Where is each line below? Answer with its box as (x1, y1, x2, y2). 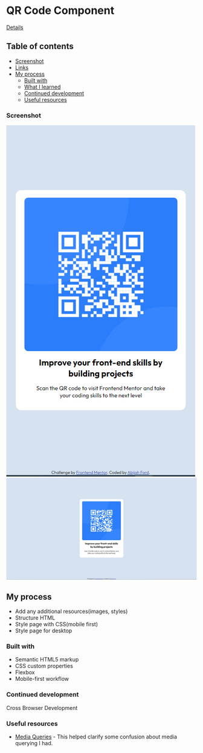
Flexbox (14, 669, 35, 676)
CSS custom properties (14, 662, 74, 670)
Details (6, 24, 24, 31)
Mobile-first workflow (14, 675, 69, 683)
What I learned (24, 83, 61, 90)
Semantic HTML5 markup (14, 656, 79, 663)
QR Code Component (6, 4, 115, 18)
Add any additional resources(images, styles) (14, 607, 128, 615)
